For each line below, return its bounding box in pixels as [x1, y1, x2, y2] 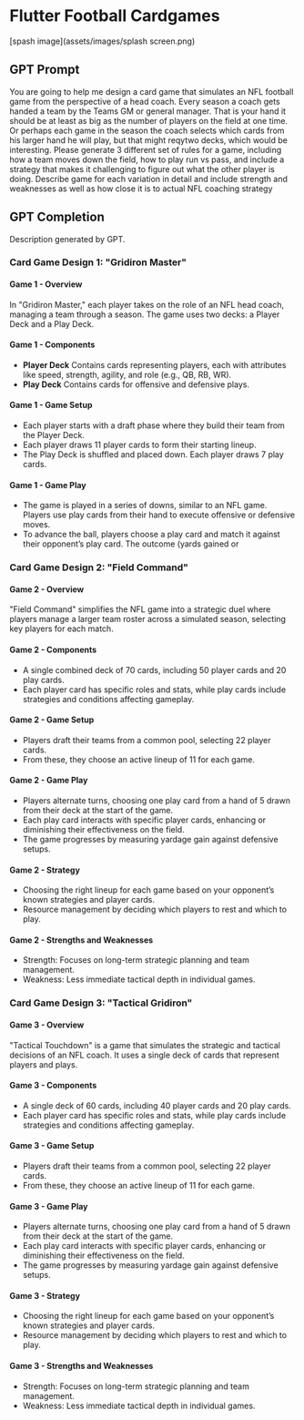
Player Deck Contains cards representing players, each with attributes [22, 359, 287, 370]
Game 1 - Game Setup [9, 400, 93, 411]
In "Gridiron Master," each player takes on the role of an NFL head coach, [9, 299, 285, 310]
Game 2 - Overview [9, 584, 85, 595]
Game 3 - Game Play [9, 1200, 88, 1211]
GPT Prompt [9, 62, 80, 77]
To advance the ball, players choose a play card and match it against [22, 529, 280, 540]
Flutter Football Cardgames [9, 5, 220, 26]
